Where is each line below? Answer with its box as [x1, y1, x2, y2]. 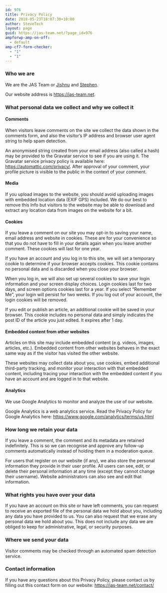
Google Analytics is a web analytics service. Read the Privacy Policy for [5, 408, 152, 414]
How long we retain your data [5, 426, 78, 433]
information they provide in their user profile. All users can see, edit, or [5, 463, 151, 469]
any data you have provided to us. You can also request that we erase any [5, 513, 157, 520]
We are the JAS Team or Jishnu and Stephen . [5, 81, 99, 87]
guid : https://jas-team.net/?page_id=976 [5, 30, 93, 35]
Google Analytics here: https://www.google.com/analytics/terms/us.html [5, 413, 154, 420]
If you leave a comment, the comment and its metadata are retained [5, 437, 145, 443]
